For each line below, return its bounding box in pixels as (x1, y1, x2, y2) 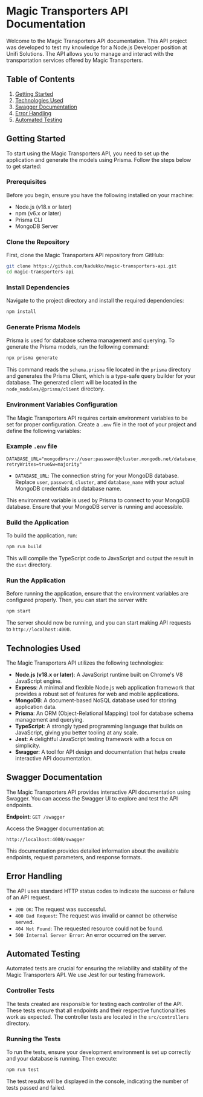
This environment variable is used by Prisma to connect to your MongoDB (6, 496, 190, 504)
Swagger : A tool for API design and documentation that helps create (14, 748, 186, 756)
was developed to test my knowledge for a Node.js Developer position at (6, 44, 187, 51)
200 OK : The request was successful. (14, 905, 107, 913)
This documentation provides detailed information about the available (6, 847, 179, 854)
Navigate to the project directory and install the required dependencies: (6, 297, 184, 304)
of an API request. (6, 893, 51, 901)
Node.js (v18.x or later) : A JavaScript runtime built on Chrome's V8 (14, 671, 183, 678)
